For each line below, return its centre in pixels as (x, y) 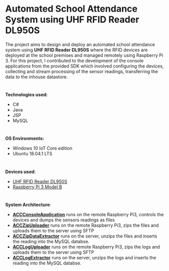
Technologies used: (27, 95)
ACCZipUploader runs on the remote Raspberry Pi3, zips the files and (86, 225)
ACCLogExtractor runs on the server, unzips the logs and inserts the (85, 257)
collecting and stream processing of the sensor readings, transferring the (82, 71)
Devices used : (20, 172)
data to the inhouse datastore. (37, 77)
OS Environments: (25, 139)
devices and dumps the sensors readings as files (64, 220)
